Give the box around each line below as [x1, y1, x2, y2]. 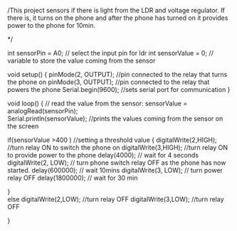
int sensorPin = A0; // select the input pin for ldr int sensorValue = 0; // [7, 49, 214, 57]
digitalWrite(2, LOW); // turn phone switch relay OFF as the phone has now [7, 158, 226, 167]
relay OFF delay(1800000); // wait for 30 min [7, 174, 138, 182]
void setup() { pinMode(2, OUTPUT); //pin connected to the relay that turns [7, 71, 228, 78]
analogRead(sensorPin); [7, 107, 78, 115]
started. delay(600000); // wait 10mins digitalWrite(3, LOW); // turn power [7, 166, 223, 174]
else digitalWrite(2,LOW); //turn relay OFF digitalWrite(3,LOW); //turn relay [7, 195, 224, 203]
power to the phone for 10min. [7, 21, 96, 29]
